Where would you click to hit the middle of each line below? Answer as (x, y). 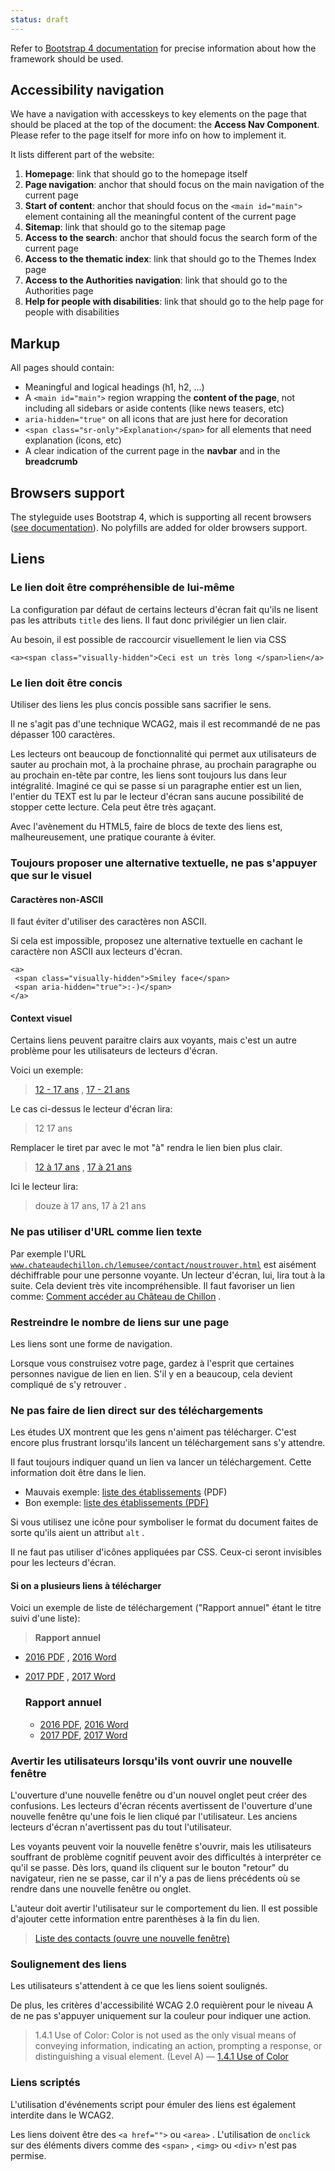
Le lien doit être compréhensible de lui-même (122, 588)
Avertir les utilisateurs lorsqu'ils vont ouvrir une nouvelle (151, 1761)
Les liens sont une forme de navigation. (91, 1343)
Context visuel (41, 1018)
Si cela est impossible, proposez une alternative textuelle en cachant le (156, 941)
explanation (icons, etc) (73, 440)
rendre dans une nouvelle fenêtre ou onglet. (101, 1889)
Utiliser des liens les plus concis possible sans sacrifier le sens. (141, 705)
